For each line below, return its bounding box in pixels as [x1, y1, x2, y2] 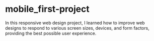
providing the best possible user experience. [5, 30, 97, 36]
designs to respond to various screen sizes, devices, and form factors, [5, 25, 150, 31]
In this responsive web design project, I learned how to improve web [5, 20, 145, 26]
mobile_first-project [5, 3, 90, 15]
